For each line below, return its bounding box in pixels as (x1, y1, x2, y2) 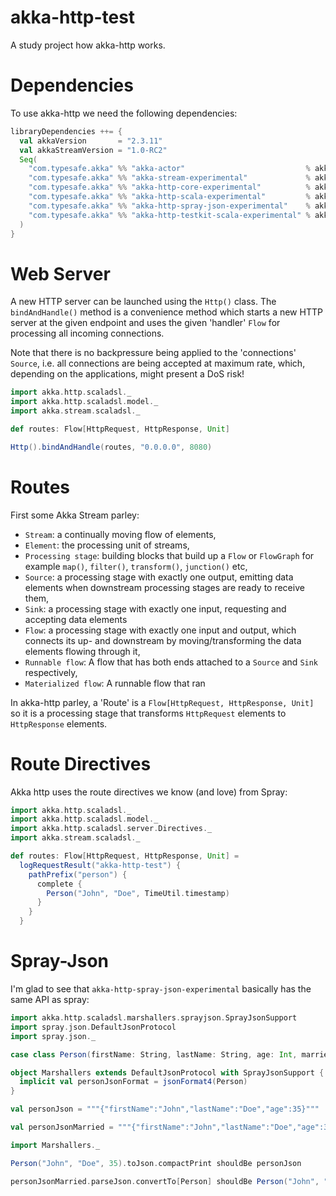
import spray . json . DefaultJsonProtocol (10, 1022, 177, 1032)
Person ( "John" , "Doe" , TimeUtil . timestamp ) (46, 888, 230, 898)
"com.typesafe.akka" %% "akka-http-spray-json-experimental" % (28, 201, 311, 211)
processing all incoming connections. (10, 327, 165, 340)
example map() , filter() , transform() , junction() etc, (24, 560, 248, 572)
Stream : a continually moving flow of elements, (24, 528, 217, 540)
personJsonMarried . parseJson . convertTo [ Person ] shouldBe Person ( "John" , (10, 1176, 320, 1186)
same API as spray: (10, 994, 90, 1005)
